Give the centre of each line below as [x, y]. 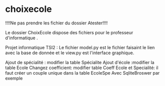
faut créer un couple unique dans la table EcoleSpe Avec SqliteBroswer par [82, 73]
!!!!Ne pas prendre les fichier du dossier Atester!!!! [56, 23]
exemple [14, 78]
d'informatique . [22, 38]
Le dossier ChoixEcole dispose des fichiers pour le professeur [69, 32]
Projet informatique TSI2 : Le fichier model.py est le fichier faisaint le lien [80, 47]
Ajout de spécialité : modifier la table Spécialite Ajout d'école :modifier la [80, 62]
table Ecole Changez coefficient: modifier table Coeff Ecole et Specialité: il [82, 68]
